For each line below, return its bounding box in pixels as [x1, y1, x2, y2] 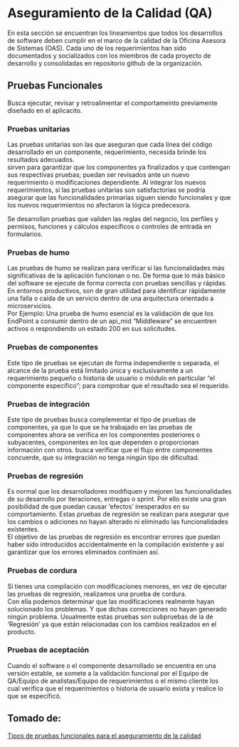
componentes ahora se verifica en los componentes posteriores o [7, 430, 201, 439]
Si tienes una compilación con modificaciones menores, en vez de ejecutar [7, 581, 228, 590]
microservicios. [7, 302, 53, 310]
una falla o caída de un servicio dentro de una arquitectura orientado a [7, 294, 214, 303]
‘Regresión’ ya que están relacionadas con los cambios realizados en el [7, 619, 217, 629]
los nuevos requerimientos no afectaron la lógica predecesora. [7, 201, 191, 210]
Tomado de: [7, 712, 62, 725]
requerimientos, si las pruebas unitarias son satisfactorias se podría [7, 186, 206, 194]
